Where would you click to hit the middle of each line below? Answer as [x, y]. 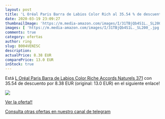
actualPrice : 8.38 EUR [28, 55]
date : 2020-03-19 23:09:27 [33, 19]
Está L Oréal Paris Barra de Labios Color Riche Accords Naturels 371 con [79, 78]
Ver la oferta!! [19, 102]
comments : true [21, 32]
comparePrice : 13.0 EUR [29, 60]
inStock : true [20, 64]
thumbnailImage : [22, 23]
